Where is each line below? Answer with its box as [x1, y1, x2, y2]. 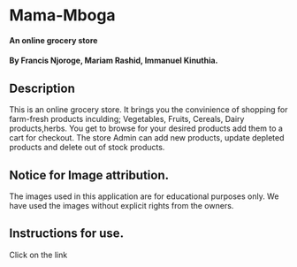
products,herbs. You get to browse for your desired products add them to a [9, 123, 283, 133]
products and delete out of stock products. [9, 142, 165, 153]
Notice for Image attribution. [9, 167, 170, 182]
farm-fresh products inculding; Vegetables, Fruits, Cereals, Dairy [9, 114, 245, 125]
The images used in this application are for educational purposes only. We [9, 191, 279, 202]
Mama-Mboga [9, 5, 117, 26]
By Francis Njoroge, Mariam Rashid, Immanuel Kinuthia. [9, 55, 218, 66]
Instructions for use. [9, 226, 125, 241]
